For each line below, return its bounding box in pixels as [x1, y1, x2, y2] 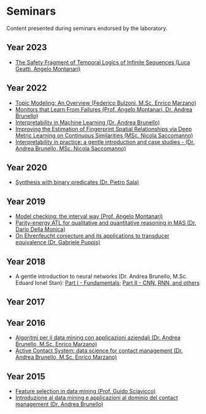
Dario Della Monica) [15, 225, 66, 233]
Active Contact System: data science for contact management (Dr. [15, 347, 183, 355]
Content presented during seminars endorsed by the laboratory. [6, 24, 168, 32]
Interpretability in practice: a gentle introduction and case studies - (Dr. [15, 138, 195, 145]
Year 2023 [6, 42, 47, 53]
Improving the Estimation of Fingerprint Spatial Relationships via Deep [15, 125, 192, 132]
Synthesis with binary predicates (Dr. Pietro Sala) [15, 179, 139, 186]
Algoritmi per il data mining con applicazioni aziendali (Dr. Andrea [15, 334, 181, 341]
